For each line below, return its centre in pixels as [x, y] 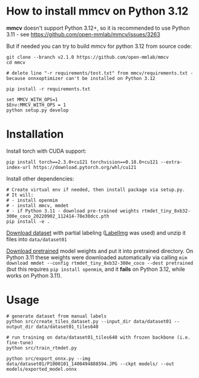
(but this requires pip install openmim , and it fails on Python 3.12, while [96, 269]
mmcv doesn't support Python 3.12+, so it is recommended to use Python [98, 28]
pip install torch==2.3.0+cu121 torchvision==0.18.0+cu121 [82, 162]
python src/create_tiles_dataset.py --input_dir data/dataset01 [89, 321]
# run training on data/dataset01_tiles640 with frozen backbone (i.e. [98, 337]
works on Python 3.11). [34, 275]
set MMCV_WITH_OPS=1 [32, 99]
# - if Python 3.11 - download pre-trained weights [73, 211]
